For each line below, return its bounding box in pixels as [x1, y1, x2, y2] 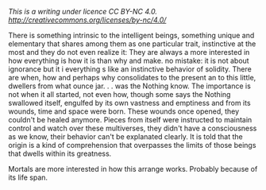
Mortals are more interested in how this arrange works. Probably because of [8, 165, 258, 173]
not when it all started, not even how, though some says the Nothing [8, 90, 231, 99]
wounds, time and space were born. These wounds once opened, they [8, 107, 240, 116]
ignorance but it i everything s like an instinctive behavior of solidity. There [8, 64, 252, 74]
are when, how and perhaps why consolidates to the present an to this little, [8, 73, 256, 82]
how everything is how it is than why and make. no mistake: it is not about [8, 56, 249, 65]
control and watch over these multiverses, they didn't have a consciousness [8, 123, 257, 133]
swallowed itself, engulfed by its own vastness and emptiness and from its [8, 99, 252, 107]
